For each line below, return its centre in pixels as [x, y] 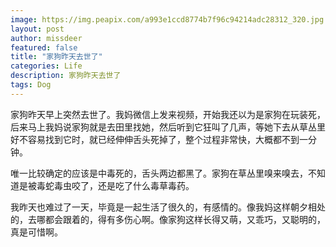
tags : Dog [31, 85]
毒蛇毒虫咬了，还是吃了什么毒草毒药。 [115, 185]
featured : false [44, 47]
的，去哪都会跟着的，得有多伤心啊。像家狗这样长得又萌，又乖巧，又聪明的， [168, 219]
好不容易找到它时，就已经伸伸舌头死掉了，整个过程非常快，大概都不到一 [159, 139]
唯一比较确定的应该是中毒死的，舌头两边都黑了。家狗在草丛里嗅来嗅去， [159, 173]
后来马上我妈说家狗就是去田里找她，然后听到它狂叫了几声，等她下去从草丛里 [168, 127]
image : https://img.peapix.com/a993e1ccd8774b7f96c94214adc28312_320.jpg [167, 19]
